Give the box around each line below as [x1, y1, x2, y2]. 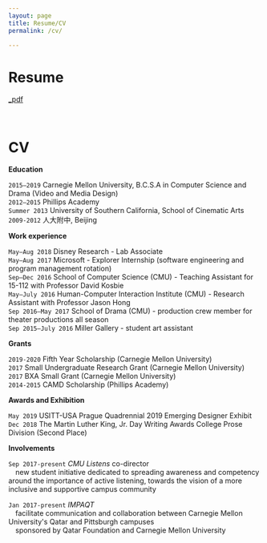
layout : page [8, 11, 52, 20]
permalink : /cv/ [8, 26, 63, 34]
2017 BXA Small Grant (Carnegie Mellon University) [8, 372, 176, 381]
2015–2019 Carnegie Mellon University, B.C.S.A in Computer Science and [8, 180, 247, 190]
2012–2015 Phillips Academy [8, 197, 100, 207]
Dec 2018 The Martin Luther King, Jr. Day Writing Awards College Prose [8, 420, 243, 429]
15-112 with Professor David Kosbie [8, 281, 124, 291]
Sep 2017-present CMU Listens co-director [8, 459, 150, 469]
